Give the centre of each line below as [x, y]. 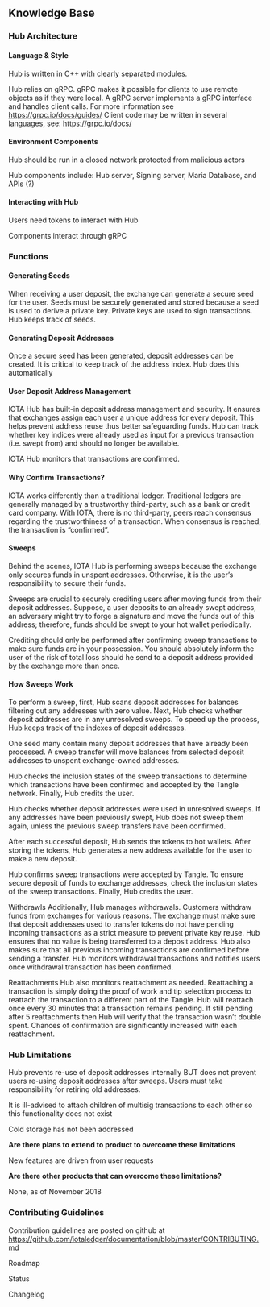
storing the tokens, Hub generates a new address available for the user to [130, 850]
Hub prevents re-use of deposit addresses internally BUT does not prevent [132, 1073]
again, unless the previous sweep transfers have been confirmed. [117, 826]
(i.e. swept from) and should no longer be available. [94, 443]
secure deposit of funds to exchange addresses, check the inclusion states [133, 883]
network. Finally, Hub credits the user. [71, 794]
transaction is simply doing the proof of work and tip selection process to [130, 991]
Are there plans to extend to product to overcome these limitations [122, 1145]
